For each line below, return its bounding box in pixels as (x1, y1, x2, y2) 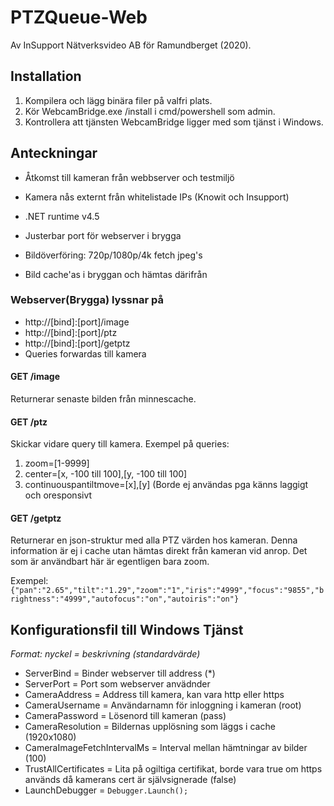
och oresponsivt (24, 489, 93, 501)
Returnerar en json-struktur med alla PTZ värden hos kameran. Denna (10, 534, 298, 546)
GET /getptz (10, 512, 62, 524)
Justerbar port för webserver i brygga (24, 229, 182, 241)
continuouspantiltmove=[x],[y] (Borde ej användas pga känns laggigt (24, 479, 309, 491)
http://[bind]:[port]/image (24, 316, 130, 328)
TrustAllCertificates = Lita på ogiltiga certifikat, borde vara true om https (24, 763, 323, 775)
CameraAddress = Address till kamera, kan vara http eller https (24, 689, 285, 701)
